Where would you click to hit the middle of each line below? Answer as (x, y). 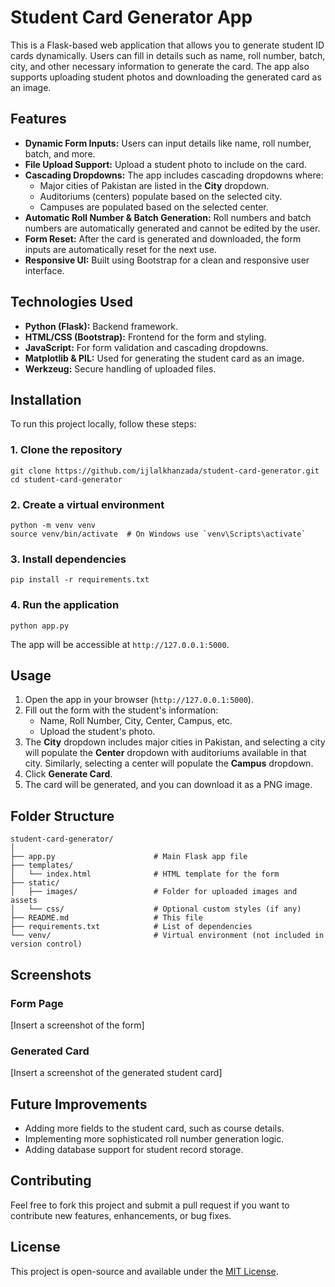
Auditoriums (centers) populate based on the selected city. (161, 196)
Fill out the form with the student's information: (121, 710)
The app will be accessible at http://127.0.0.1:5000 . (120, 644)
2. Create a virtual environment (87, 504)
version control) (46, 944)
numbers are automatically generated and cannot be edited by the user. (172, 228)
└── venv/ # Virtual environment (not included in (167, 936)
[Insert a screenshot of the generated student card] (116, 1073)
